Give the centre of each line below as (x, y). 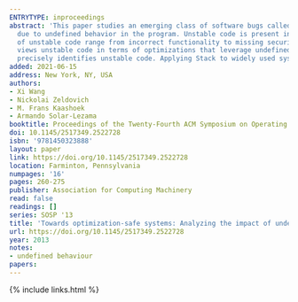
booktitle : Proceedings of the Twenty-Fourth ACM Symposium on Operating (149, 125)
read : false (31, 199)
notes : (21, 248)
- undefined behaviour (51, 256)
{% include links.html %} (54, 290)
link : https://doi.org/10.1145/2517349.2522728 (99, 157)
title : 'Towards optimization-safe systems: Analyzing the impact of (141, 223)
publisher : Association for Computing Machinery (101, 190)
